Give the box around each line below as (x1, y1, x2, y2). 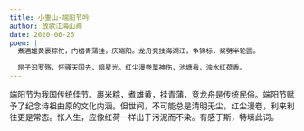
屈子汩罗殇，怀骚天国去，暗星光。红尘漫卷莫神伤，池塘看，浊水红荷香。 (17, 63, 247, 72)
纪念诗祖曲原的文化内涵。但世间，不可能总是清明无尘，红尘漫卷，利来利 (24, 100, 295, 111)
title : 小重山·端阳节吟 (9, 13, 90, 23)
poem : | (9, 38, 39, 48)
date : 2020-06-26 (9, 30, 75, 39)
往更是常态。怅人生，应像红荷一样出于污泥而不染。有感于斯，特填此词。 (9, 112, 279, 122)
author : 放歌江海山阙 (9, 22, 83, 31)
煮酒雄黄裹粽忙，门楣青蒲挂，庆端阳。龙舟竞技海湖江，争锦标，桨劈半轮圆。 (17, 47, 261, 56)
